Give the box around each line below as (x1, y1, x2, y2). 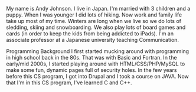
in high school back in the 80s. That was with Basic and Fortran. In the (6, 54, 177, 61)
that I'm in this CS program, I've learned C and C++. (6, 79, 132, 86)
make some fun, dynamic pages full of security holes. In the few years (6, 67, 177, 73)
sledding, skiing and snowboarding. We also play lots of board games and (6, 24, 186, 31)
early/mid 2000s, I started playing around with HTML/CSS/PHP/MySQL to (6, 60, 185, 67)
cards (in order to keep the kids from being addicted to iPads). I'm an (6, 30, 174, 37)
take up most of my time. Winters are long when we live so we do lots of (6, 18, 182, 24)
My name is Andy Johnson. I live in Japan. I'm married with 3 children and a (6, 5, 191, 12)
